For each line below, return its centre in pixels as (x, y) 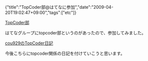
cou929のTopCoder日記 (29, 43)
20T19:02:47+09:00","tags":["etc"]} (41, 13)
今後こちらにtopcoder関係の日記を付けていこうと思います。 (65, 53)
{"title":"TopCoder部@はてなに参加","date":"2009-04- (59, 7)
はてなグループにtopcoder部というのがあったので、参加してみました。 (75, 33)
